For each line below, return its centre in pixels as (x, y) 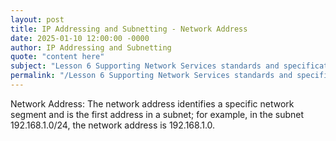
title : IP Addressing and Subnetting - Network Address (129, 29)
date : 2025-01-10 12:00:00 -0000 (80, 38)
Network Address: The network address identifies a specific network (152, 103)
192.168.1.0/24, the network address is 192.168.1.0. (113, 125)
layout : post (37, 19)
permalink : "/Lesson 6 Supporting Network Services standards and (151, 76)
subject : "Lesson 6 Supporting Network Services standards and (145, 66)
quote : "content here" (57, 57)
